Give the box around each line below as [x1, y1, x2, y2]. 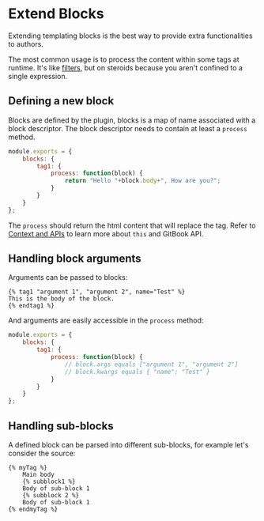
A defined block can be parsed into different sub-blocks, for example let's [8, 440, 249, 449]
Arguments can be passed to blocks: [8, 273, 128, 282]
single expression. [8, 71, 68, 81]
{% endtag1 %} [8, 302, 55, 310]
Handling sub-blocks [8, 419, 114, 432]
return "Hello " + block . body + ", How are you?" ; [64, 177, 221, 185]
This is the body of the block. [8, 295, 115, 303]
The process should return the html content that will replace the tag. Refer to [8, 221, 256, 230]
